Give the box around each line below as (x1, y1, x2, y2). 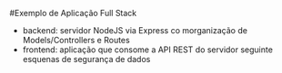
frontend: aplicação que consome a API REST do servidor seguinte (22, 44, 273, 55)
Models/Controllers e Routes (22, 35, 130, 45)
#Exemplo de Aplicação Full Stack (9, 8, 137, 18)
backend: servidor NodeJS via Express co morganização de (22, 25, 248, 35)
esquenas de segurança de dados (22, 54, 151, 64)
